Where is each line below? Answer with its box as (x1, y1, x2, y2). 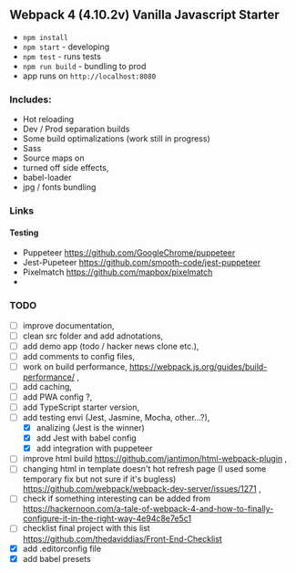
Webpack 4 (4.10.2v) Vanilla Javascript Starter (9, 7, 280, 23)
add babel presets (22, 553, 91, 564)
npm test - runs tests (22, 50, 102, 62)
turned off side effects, (22, 162, 109, 173)
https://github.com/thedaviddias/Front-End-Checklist (22, 533, 223, 544)
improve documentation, (22, 319, 115, 331)
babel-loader (22, 172, 72, 183)
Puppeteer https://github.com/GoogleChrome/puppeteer (22, 247, 236, 258)
